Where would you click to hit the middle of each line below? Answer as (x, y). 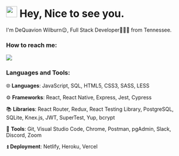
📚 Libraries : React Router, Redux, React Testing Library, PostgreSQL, (90, 109)
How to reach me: (32, 45)
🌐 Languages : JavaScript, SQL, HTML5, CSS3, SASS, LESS (78, 86)
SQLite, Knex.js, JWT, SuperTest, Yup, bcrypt (61, 117)
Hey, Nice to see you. (72, 14)
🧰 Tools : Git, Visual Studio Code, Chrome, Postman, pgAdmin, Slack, (89, 128)
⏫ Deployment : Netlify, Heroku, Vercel (52, 146)
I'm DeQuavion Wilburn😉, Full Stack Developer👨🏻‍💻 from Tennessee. (89, 30)
